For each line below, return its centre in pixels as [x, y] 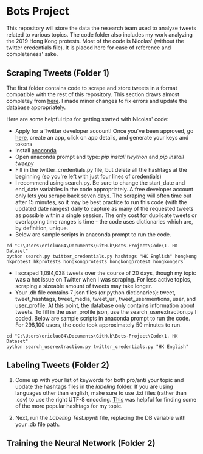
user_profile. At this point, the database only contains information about [105, 305]
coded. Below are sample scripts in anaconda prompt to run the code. [102, 318]
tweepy [25, 163]
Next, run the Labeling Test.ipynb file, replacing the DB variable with [101, 417]
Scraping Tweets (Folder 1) [58, 73]
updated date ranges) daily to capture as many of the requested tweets [104, 208]
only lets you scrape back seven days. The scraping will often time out [103, 196]
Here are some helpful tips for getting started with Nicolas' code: [88, 119]
